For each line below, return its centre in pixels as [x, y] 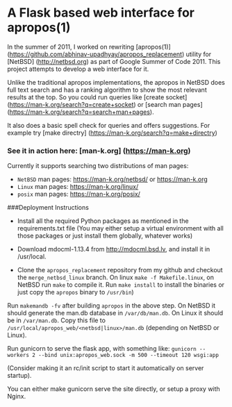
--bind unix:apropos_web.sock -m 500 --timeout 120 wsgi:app [128, 356]
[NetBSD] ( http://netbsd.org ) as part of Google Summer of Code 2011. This [114, 61]
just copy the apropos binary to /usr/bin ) [75, 292]
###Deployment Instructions [48, 208]
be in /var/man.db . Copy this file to [57, 320]
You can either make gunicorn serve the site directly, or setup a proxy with [114, 389]
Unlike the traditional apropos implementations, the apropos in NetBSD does [116, 82]
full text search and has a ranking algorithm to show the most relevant [107, 90]
